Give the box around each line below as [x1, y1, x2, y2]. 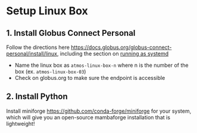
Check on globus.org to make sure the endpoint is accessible [14, 75, 165, 81]
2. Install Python [6, 91, 68, 102]
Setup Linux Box [6, 4, 88, 18]
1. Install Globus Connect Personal [6, 28, 136, 38]
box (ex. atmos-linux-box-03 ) [14, 68, 86, 75]
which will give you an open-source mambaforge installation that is [6, 113, 171, 120]
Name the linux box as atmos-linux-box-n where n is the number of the [14, 61, 189, 69]
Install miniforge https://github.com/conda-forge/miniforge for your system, [6, 107, 192, 115]
